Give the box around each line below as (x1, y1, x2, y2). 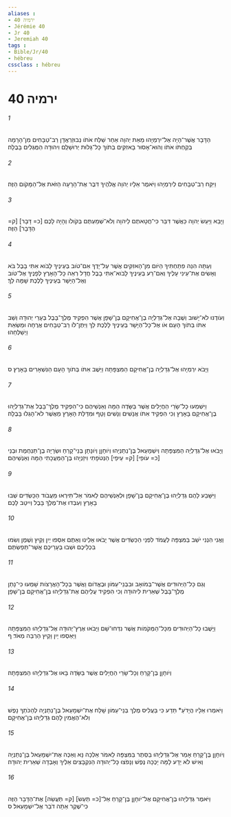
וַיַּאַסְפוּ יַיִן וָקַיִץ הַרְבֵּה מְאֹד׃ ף (8, 632, 76, 640)
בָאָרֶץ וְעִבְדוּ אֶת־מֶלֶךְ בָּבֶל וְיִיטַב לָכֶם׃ (8, 498, 98, 506)
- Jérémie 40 (8, 23, 45, 30)
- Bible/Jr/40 (8, 49, 49, 56)
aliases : (8, 10, 36, 17)
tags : (8, 42, 27, 49)
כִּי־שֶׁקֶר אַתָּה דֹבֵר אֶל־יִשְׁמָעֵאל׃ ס (8, 802, 89, 810)
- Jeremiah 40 (8, 36, 49, 43)
